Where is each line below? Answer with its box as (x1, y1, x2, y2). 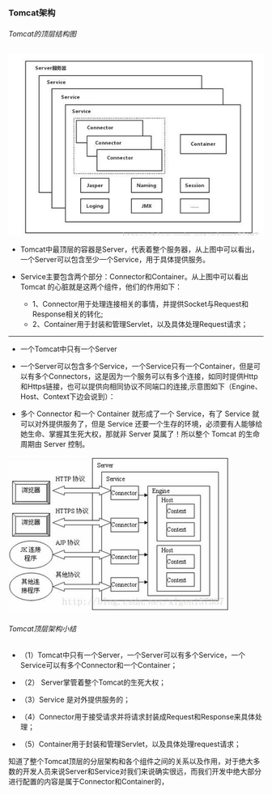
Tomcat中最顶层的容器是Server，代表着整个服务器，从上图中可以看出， (19, 244, 259, 254)
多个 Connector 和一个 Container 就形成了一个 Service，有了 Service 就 (19, 409, 260, 418)
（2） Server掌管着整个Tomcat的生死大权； (19, 677, 167, 687)
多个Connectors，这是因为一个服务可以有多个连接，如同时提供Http (34, 372, 258, 381)
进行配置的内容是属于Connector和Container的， (8, 777, 168, 787)
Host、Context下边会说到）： (19, 392, 116, 401)
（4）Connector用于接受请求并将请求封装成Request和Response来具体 (19, 712, 256, 722)
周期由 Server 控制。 (19, 439, 90, 449)
